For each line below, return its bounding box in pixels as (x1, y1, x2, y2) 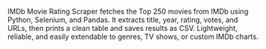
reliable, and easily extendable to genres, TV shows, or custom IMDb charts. (7, 32, 259, 41)
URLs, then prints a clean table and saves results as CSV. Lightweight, (7, 24, 238, 32)
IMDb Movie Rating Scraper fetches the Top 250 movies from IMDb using (7, 7, 249, 16)
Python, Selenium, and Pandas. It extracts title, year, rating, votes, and (7, 15, 239, 24)
